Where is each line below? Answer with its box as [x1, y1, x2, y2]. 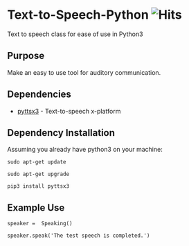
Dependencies [7, 89, 71, 100]
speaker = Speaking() [7, 220, 73, 227]
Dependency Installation [7, 127, 116, 139]
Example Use [7, 202, 65, 213]
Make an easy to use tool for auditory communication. [7, 68, 161, 76]
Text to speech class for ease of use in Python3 [7, 30, 143, 38]
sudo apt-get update [7, 159, 67, 166]
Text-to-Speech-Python [7, 7, 149, 23]
